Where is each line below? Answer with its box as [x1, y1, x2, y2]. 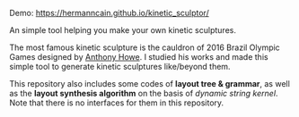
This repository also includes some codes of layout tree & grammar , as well [9, 79, 290, 88]
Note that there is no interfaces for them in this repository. [9, 97, 224, 108]
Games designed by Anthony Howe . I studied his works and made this [9, 52, 268, 62]
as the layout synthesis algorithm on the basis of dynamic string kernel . [9, 88, 278, 98]
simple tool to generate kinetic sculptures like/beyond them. [9, 62, 231, 71]
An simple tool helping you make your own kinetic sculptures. [9, 25, 236, 35]
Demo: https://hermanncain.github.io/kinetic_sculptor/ [9, 8, 209, 18]
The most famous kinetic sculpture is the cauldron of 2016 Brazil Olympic [9, 42, 280, 53]
